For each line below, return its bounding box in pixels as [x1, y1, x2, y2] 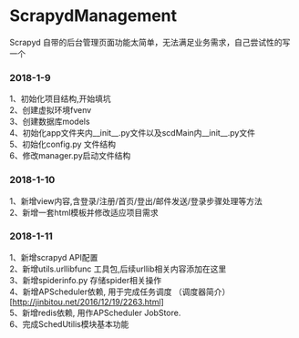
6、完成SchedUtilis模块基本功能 [9, 318, 129, 329]
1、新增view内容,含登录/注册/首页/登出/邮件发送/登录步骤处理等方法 [9, 195, 263, 206]
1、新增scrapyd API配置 [9, 251, 98, 262]
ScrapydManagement [9, 5, 178, 26]
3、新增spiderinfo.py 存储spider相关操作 [9, 274, 162, 285]
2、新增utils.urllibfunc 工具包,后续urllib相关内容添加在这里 [9, 263, 227, 274]
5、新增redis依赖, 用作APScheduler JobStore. [9, 307, 181, 318]
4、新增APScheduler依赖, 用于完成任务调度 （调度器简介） [9, 286, 231, 297]
